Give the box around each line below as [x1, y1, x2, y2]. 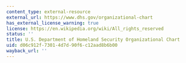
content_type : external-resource [6, 8, 91, 15]
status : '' [6, 31, 34, 37]
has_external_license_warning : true [6, 20, 99, 26]
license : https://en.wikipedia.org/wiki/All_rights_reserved [6, 25, 164, 32]
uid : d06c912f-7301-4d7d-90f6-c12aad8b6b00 [6, 43, 118, 49]
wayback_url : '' [6, 48, 47, 54]
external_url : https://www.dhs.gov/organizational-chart [6, 14, 153, 20]
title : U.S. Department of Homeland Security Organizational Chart [6, 37, 181, 43]
